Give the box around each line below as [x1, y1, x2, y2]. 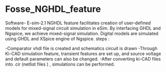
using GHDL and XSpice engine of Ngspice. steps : [5, 36, 110, 42]
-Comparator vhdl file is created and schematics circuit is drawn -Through [5, 45, 158, 51]
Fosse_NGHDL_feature [5, 3, 101, 15]
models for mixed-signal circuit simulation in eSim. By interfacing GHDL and [5, 25, 161, 31]
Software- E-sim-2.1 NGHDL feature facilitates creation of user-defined [5, 20, 151, 26]
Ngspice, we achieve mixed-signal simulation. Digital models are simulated [5, 30, 159, 36]
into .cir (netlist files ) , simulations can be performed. [5, 61, 115, 67]
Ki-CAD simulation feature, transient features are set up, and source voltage [5, 51, 161, 57]
